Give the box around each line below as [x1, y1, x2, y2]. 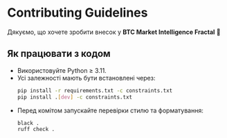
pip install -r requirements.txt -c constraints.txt [17, 87, 173, 94]
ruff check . [17, 126, 55, 133]
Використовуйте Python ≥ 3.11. [17, 66, 107, 74]
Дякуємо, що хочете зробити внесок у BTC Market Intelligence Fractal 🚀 [7, 28, 221, 36]
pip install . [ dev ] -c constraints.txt [17, 94, 133, 101]
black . [17, 119, 39, 126]
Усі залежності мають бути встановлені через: [17, 74, 156, 82]
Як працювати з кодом [7, 48, 111, 60]
